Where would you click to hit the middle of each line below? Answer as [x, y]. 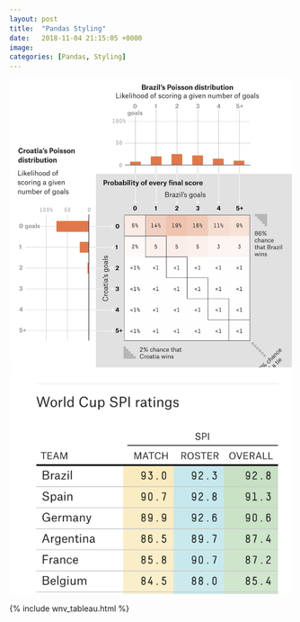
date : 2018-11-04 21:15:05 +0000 [76, 38]
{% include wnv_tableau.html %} [70, 608]
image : [22, 48]
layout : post [34, 19]
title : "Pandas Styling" [57, 28]
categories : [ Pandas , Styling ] [68, 57]
